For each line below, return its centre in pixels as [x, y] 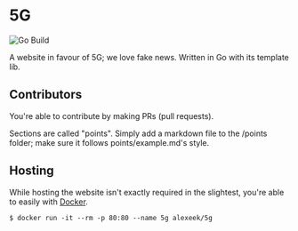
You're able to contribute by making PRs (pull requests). [112, 115]
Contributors [46, 95]
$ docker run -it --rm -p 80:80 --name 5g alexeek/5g [111, 218]
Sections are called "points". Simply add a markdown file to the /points [138, 133]
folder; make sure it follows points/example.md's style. [109, 142]
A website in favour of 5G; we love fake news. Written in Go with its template [149, 57]
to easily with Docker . [49, 202]
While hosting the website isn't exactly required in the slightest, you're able [147, 192]
